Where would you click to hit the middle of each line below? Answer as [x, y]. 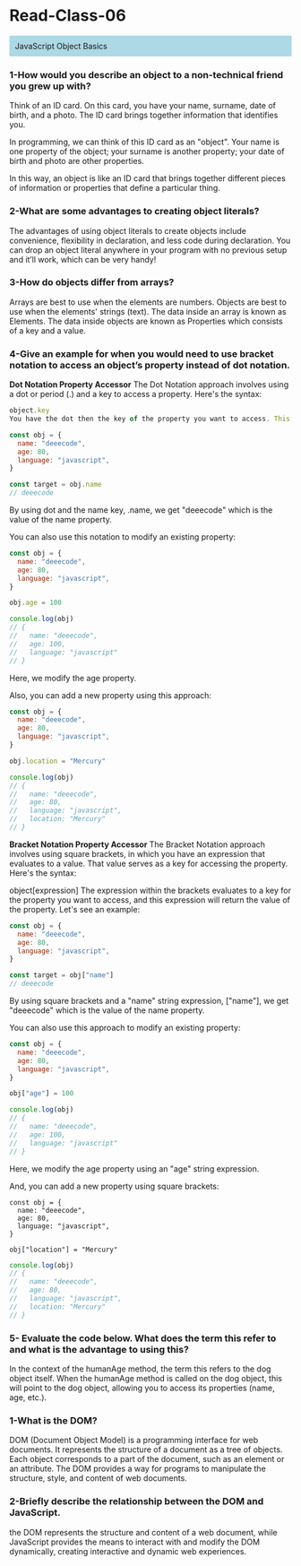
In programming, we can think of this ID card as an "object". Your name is [145, 142]
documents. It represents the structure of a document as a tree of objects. [146, 1449]
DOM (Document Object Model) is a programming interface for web [133, 1441]
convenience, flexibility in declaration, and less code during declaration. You [150, 240]
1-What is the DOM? [53, 1420]
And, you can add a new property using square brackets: [114, 1186]
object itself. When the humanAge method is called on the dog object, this [146, 1378]
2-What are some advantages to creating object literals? [134, 212]
